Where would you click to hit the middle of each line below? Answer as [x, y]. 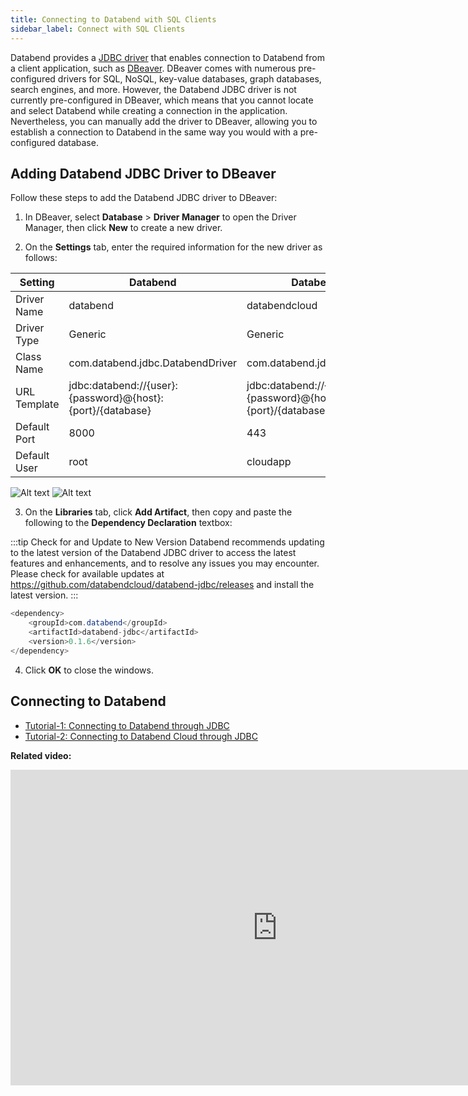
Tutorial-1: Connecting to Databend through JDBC [127, 725]
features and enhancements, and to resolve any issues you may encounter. [165, 563]
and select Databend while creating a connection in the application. [149, 110]
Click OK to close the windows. [89, 670]
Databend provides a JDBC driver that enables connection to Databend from [167, 57]
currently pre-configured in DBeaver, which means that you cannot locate [162, 100]
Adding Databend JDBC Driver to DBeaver [143, 173]
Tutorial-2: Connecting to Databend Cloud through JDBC [141, 736]
